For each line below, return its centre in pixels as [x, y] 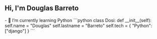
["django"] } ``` [20, 31]
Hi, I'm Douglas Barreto [42, 8]
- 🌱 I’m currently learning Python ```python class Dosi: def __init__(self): [78, 20]
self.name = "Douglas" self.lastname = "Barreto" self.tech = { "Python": [78, 25]
